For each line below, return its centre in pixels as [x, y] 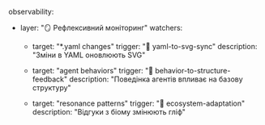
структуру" [51, 87]
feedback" [50, 79]
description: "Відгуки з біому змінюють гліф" [109, 112]
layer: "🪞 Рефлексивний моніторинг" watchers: [101, 28]
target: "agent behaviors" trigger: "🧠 [93, 71]
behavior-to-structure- [193, 71]
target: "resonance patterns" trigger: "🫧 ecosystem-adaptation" [139, 103]
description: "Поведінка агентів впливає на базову [156, 79]
